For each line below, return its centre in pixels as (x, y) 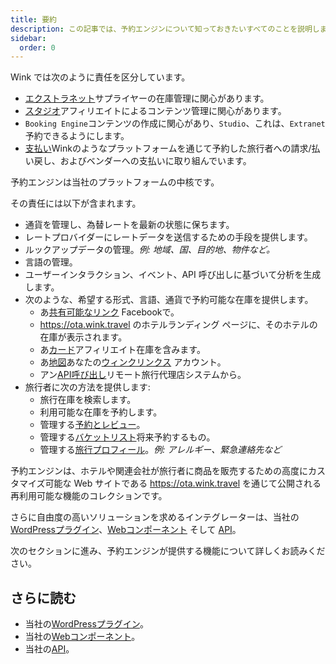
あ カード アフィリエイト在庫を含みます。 (122, 350)
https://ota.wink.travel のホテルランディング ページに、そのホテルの (178, 325)
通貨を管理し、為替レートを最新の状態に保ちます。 (129, 225)
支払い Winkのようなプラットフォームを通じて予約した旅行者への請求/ (168, 148)
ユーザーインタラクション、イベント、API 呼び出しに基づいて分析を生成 (173, 275)
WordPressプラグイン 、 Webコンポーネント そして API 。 (126, 530)
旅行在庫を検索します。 (88, 400)
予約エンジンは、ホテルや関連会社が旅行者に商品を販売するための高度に (159, 471)
